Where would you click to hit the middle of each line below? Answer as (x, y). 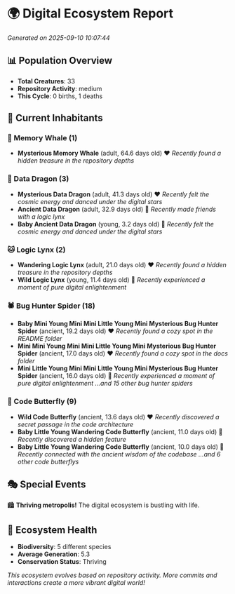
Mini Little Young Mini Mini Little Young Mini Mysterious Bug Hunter (118, 368)
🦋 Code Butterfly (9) (42, 402)
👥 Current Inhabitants (55, 118)
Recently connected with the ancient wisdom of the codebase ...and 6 (119, 454)
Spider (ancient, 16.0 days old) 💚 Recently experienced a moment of (116, 376)
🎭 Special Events (47, 485)
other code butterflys (48, 461)
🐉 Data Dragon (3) (38, 179)
